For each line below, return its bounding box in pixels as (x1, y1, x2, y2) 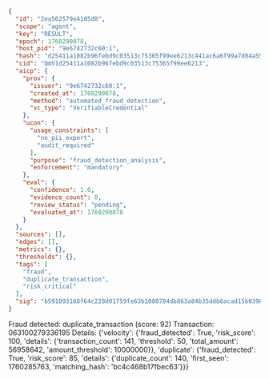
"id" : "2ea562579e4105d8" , (15, 14, 106, 23)
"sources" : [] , (15, 230, 66, 239)
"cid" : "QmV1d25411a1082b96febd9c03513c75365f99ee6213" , (15, 60, 210, 68)
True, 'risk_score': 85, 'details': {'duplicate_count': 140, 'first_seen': (8, 353, 230, 363)
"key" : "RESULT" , (15, 30, 74, 38)
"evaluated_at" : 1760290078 (29, 208, 124, 216)
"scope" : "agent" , (15, 22, 78, 30)
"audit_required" (37, 141, 94, 150)
